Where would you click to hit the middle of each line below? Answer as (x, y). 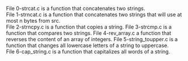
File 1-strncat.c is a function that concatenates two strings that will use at (94, 15)
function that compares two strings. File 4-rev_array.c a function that (89, 33)
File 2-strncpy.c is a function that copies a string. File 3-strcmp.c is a (89, 27)
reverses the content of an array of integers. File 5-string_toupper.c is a (92, 39)
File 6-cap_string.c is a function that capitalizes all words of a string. (88, 51)
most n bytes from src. (33, 21)
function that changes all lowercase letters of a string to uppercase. (88, 45)
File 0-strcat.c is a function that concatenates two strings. (76, 8)
